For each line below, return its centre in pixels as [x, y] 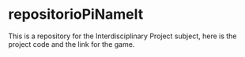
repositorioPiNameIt [76, 14]
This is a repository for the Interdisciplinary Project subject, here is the [122, 36]
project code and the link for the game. [72, 44]
